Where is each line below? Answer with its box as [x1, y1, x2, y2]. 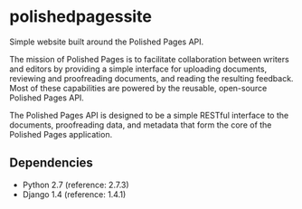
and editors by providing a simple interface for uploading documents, [9, 63, 268, 74]
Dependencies [9, 156, 93, 171]
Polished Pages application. [9, 128, 113, 139]
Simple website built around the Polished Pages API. [9, 36, 204, 47]
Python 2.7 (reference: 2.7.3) [22, 179, 129, 190]
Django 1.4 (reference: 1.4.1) [22, 188, 127, 200]
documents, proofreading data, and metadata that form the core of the [9, 119, 272, 130]
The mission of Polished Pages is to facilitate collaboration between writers [9, 53, 289, 64]
